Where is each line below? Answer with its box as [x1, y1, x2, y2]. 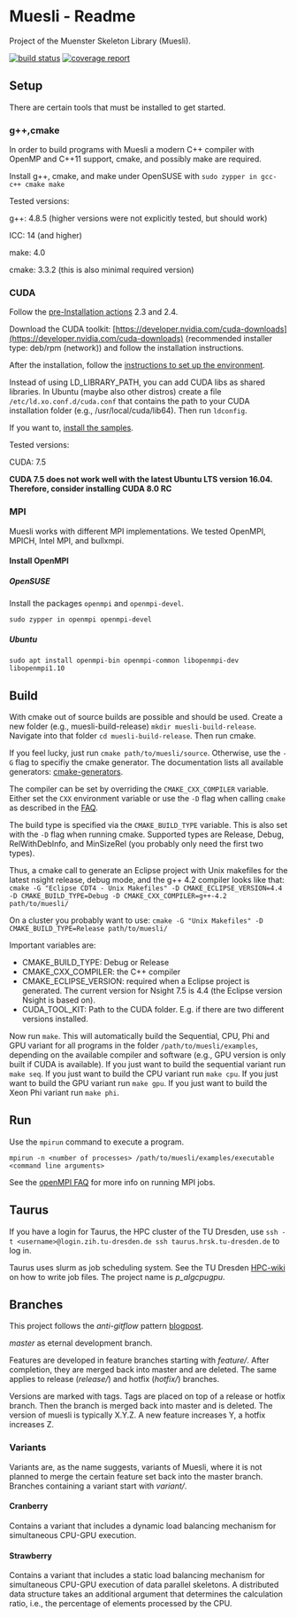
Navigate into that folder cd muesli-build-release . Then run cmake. [9, 730, 256, 741]
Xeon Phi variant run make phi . [9, 1087, 119, 1098]
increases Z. [9, 1419, 55, 1430]
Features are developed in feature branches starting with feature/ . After [9, 1355, 270, 1366]
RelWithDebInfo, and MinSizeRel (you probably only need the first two [9, 838, 263, 848]
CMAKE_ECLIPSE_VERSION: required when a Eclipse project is [21, 975, 250, 986]
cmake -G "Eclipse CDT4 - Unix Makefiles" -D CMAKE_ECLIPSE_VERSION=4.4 [9, 884, 283, 893]
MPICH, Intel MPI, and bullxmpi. [9, 535, 125, 546]
